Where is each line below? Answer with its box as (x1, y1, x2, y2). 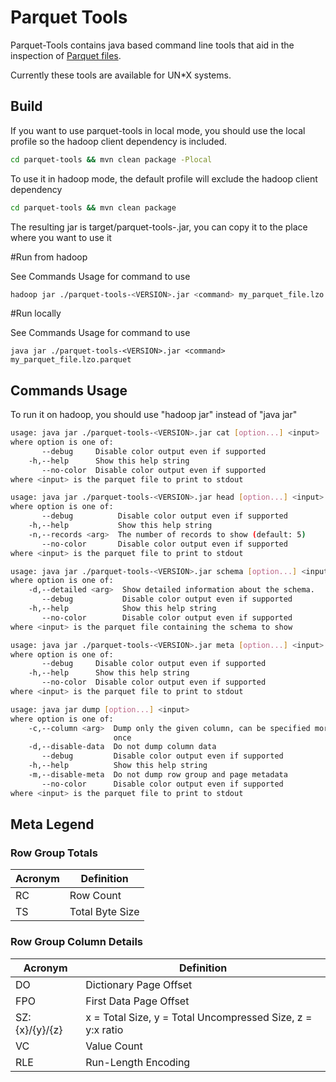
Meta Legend (10, 816, 95, 833)
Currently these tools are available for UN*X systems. (10, 69, 232, 81)
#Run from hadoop (10, 251, 88, 263)
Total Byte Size (69, 905, 140, 919)
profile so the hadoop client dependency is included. (10, 135, 228, 147)
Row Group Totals (10, 846, 98, 860)
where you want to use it (10, 231, 112, 243)
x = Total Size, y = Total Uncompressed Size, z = (85, 1010, 313, 1024)
